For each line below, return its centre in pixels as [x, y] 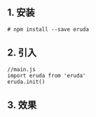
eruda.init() [26, 82]
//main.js [22, 69]
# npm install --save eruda [48, 29]
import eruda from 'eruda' [47, 75]
